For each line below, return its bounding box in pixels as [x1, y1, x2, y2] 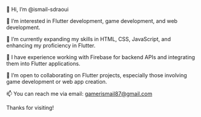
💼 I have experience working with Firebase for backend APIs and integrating [6, 54, 195, 60]
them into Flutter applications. [6, 60, 80, 67]
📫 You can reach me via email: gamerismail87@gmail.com [6, 90, 153, 97]
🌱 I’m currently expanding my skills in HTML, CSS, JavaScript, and [6, 36, 171, 42]
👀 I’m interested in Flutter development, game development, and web [6, 17, 178, 24]
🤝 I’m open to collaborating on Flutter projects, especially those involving [6, 72, 187, 78]
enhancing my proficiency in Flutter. [6, 42, 95, 49]
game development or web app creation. [6, 78, 107, 85]
